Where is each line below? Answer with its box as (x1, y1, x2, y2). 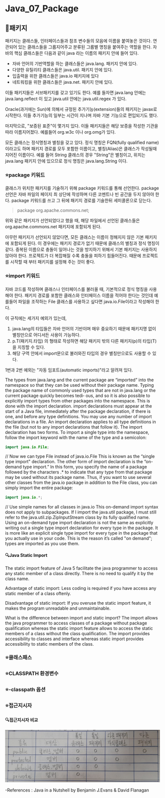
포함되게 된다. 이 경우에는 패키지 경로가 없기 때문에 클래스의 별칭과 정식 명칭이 (10, 240, 160, 247)
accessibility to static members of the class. (5, 641, 94, 647)
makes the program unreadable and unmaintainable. (5, 605, 111, 611)
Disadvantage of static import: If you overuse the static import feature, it (5, 600, 151, 606)
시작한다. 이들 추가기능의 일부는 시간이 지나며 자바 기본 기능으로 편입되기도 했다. (5, 112, 159, 118)
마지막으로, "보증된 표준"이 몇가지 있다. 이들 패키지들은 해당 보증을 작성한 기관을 (5, 123, 159, 129)
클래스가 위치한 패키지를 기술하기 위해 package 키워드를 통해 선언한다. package (5, 185, 159, 191)
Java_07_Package (5, 3, 79, 14)
